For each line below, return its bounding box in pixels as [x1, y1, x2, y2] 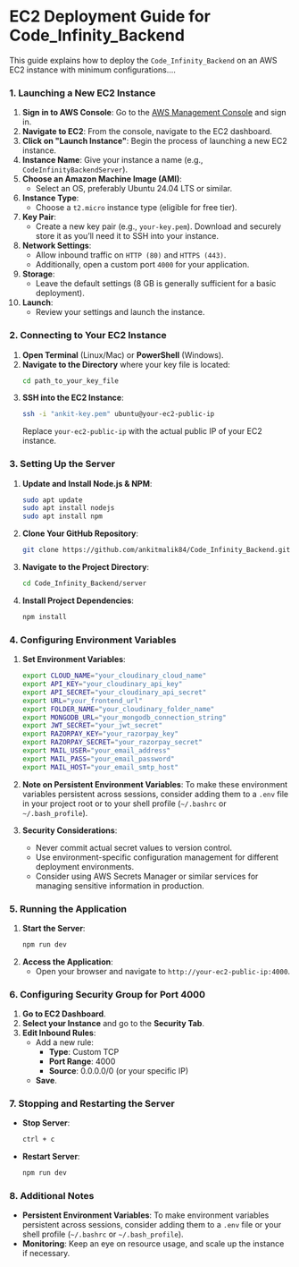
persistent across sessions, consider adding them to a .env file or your [21, 1220, 282, 1230]
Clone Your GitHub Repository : [21, 528, 139, 539]
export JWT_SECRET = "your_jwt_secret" [21, 721, 163, 730]
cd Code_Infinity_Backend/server [21, 579, 147, 588]
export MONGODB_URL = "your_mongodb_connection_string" [21, 713, 227, 722]
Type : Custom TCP [48, 1047, 120, 1058]
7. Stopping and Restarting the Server [9, 1098, 176, 1110]
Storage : [21, 268, 55, 279]
